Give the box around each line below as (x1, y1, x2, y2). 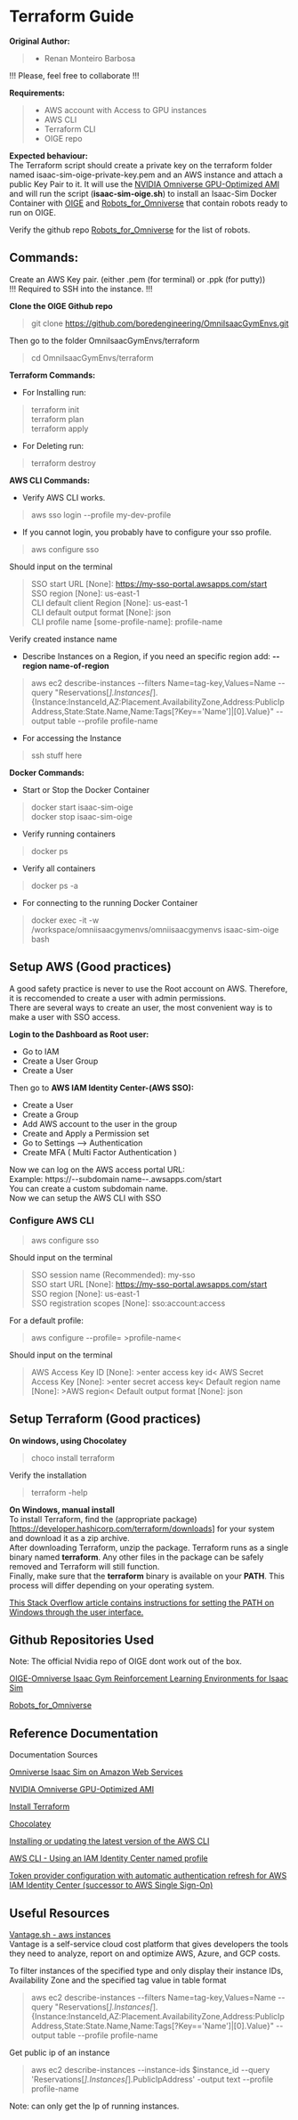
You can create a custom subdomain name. (9, 1183, 169, 1194)
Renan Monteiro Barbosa (44, 53, 136, 63)
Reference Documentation (9, 1725, 158, 1741)
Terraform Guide (9, 6, 134, 27)
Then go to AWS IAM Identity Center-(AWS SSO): (9, 1082, 194, 1093)
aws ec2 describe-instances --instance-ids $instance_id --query (30, 2065, 270, 2075)
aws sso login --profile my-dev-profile (30, 510, 172, 520)
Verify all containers (21, 862, 96, 874)
